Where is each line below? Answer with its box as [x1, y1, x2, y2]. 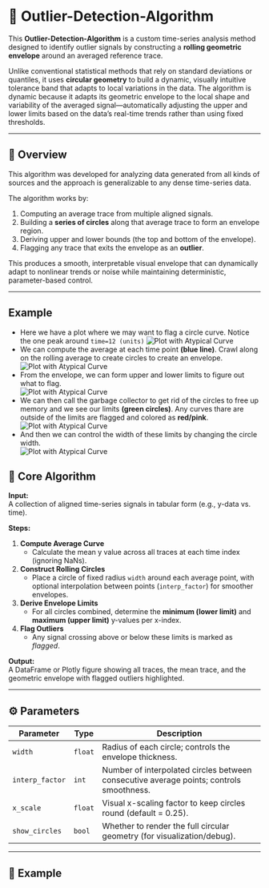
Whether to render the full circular [102, 821, 230, 832]
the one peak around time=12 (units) [19, 336, 145, 345]
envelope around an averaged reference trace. [8, 50, 163, 60]
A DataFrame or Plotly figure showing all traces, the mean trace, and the [8, 665, 247, 675]
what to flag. [19, 378, 62, 388]
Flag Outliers [19, 624, 64, 633]
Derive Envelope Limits [19, 598, 98, 608]
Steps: [8, 524, 30, 533]
